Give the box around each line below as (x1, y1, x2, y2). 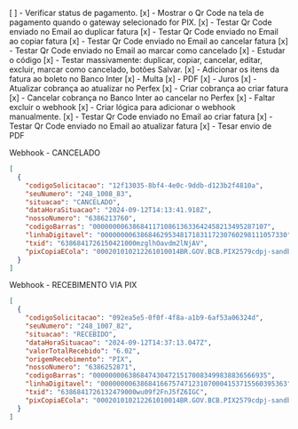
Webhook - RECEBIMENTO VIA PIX (9, 280, 137, 290)
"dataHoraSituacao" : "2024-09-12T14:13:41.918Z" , (25, 206, 213, 215)
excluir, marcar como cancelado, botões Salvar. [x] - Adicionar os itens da (9, 64, 279, 75)
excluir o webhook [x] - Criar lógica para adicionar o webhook (9, 102, 236, 112)
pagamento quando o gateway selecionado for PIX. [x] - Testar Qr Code (9, 17, 272, 28)
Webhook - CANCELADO (9, 147, 101, 158)
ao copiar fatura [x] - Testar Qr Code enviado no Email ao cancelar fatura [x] (9, 36, 288, 46)
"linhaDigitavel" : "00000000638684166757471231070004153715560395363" (25, 379, 292, 389)
